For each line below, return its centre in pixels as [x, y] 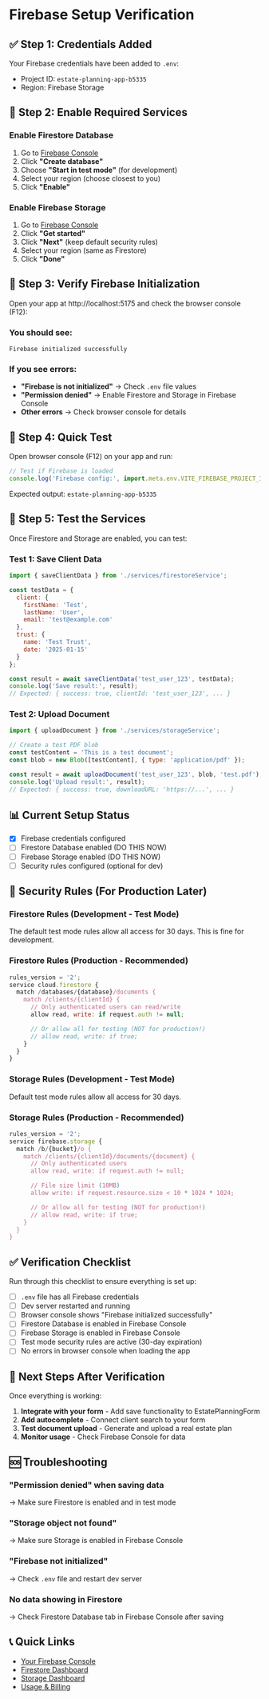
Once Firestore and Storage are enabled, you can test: [98, 538]
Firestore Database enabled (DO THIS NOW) [93, 848]
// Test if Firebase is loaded [61, 471]
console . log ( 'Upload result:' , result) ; [77, 782]
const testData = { [42, 590]
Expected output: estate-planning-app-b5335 [83, 494]
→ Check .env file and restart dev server [76, 1578]
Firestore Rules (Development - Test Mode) [94, 913]
